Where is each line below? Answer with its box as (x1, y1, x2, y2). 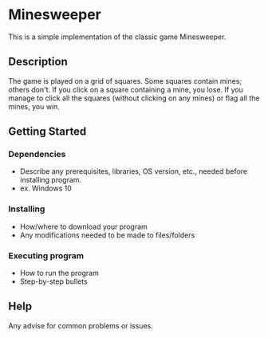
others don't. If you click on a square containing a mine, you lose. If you (8, 84, 243, 94)
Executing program (8, 250, 85, 261)
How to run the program (19, 269, 100, 278)
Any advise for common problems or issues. (8, 320, 154, 330)
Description (8, 55, 68, 69)
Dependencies (8, 149, 66, 160)
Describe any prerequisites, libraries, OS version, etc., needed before (19, 167, 248, 176)
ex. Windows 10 (19, 183, 72, 193)
